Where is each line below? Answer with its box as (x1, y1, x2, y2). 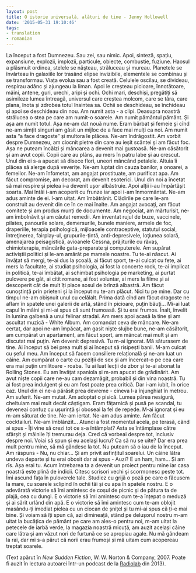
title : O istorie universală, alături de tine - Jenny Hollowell (6, 14, 168, 20)
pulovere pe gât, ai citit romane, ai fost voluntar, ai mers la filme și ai (6, 275, 169, 282)
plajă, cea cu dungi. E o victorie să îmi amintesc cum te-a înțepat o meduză (6, 493, 187, 500)
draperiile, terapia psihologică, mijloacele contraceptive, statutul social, (6, 226, 177, 233)
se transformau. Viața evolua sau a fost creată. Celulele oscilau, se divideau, (6, 77, 190, 84)
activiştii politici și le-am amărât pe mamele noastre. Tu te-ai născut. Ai (6, 251, 176, 257)
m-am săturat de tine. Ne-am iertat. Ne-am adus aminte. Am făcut (6, 412, 165, 419)
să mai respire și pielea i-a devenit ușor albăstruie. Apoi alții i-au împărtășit (6, 182, 185, 189)
